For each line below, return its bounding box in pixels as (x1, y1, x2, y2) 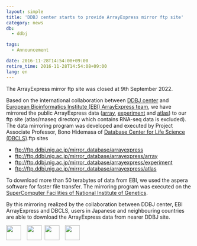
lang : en (6, 69, 28, 75)
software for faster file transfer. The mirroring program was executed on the (6, 182, 191, 190)
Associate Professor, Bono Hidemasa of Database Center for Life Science (6, 128, 185, 135)
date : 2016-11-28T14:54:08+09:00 (6, 58, 89, 64)
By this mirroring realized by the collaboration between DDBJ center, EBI (6, 200, 183, 208)
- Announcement (11, 47, 49, 53)
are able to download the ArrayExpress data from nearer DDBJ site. (6, 213, 170, 220)
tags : (6, 42, 20, 48)
